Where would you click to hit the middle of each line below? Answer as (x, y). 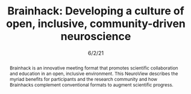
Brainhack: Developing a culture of (96, 11)
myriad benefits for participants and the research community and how (83, 79)
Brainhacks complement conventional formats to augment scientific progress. (91, 85)
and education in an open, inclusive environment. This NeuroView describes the (94, 73)
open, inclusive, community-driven (96, 24)
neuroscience (96, 37)
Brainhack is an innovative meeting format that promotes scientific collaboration (94, 68)
